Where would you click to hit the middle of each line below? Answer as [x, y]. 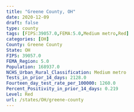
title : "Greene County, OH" [41, 12]
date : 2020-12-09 [28, 17]
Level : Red [20, 94]
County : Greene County [34, 45]
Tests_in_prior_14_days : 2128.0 [46, 78]
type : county [22, 28]
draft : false [22, 23]
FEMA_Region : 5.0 [28, 61]
